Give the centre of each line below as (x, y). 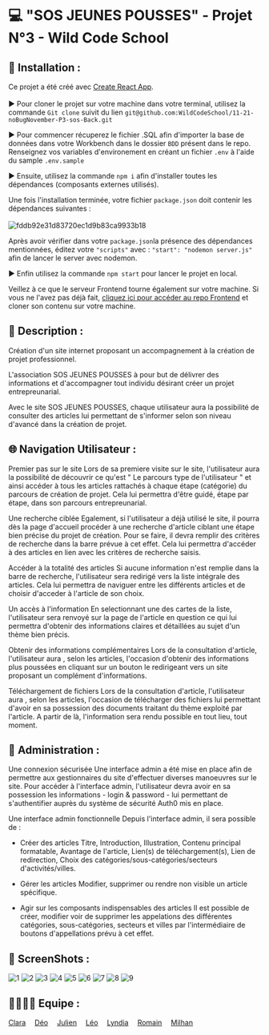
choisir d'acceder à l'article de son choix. (76, 593)
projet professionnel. (42, 359)
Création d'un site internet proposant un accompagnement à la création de (131, 350)
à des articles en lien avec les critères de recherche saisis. (105, 552)
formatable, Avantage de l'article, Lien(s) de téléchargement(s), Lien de (138, 852)
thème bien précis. (39, 634)
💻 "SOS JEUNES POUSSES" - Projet (130, 16)
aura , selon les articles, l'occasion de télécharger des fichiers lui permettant (134, 699)
